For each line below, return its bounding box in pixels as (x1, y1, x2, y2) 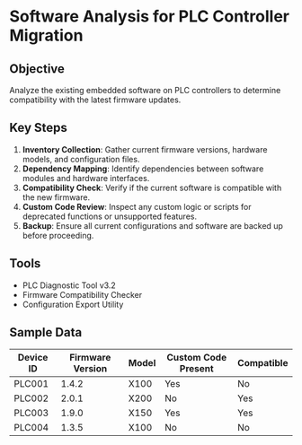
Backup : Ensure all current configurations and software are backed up (22, 220, 283, 231)
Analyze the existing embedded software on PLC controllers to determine (9, 85, 281, 95)
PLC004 (13, 422, 49, 434)
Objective (9, 61, 66, 76)
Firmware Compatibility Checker (22, 289, 142, 300)
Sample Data (9, 325, 83, 340)
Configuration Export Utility (22, 299, 124, 310)
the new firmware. (22, 191, 91, 203)
